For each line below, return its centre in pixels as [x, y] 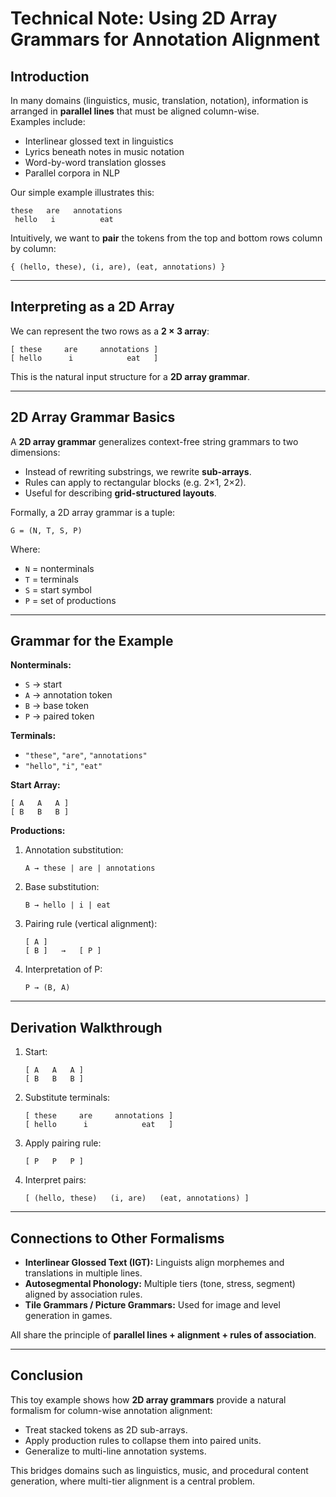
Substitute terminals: [67, 1098]
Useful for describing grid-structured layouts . [120, 493]
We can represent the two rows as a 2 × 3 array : [110, 331]
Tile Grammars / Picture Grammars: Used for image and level [152, 1305]
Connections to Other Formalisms [117, 1238]
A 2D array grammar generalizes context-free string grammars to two [154, 441]
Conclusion [47, 1375]
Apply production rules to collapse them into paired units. [143, 1440]
